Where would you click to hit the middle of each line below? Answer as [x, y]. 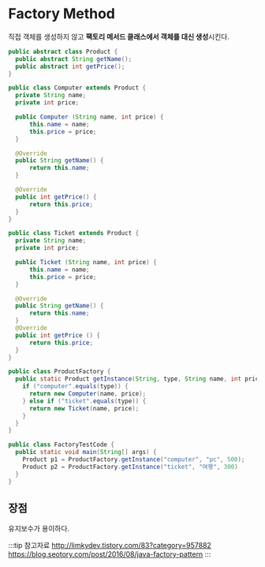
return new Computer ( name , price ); [88, 394]
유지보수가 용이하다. [39, 529]
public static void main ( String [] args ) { [86, 452]
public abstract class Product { [63, 51]
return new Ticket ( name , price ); [84, 408]
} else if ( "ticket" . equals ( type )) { [84, 401]
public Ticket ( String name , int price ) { [86, 263]
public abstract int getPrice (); [70, 66]
